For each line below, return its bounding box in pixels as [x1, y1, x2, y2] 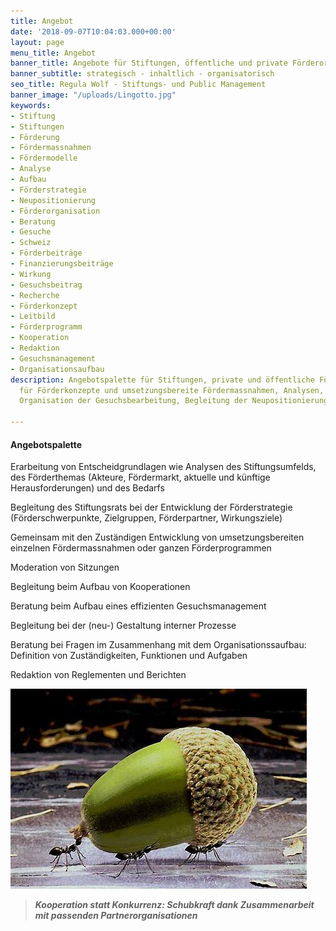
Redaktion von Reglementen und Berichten [10, 669, 187, 681]
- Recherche [10, 290, 60, 300]
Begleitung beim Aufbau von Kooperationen [10, 581, 191, 593]
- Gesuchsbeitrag [10, 280, 83, 290]
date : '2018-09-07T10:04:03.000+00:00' [10, 26, 177, 37]
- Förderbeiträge [10, 248, 83, 259]
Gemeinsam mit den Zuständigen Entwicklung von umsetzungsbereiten [10, 531, 305, 544]
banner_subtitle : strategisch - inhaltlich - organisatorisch [10, 69, 275, 79]
